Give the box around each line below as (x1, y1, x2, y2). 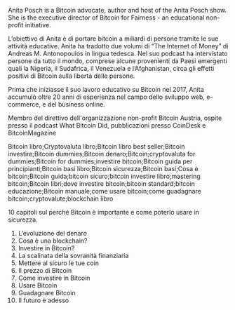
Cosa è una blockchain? (18, 236, 88, 245)
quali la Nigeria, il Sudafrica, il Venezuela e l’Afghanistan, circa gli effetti (8, 65, 215, 72)
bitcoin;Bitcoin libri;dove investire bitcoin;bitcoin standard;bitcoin (8, 180, 196, 188)
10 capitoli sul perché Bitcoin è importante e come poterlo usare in (8, 208, 199, 216)
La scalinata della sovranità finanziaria (18, 252, 129, 260)
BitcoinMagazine (8, 129, 57, 137)
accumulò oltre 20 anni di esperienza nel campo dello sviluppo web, (8, 93, 206, 101)
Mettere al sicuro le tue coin (18, 259, 100, 267)
